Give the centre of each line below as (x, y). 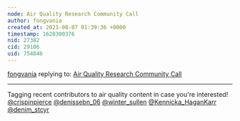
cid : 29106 (24, 47)
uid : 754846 (25, 54)
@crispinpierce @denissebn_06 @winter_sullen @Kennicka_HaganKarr (112, 102)
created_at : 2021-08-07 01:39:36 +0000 (67, 27)
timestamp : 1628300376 (41, 34)
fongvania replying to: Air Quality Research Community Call (95, 74)
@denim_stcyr (29, 109)
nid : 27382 (24, 41)
